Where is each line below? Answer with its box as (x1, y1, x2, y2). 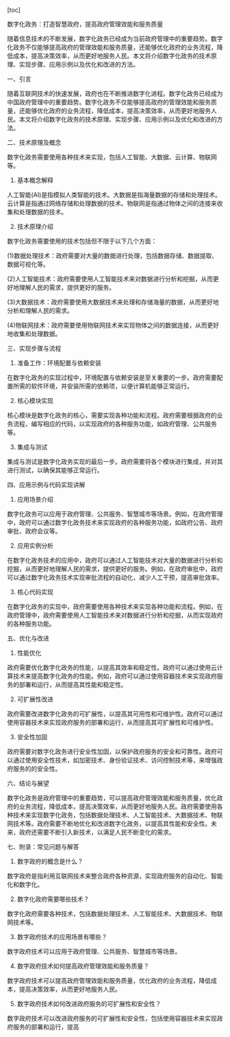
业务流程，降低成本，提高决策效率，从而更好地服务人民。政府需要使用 (18, 802, 217, 811)
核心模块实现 (16, 397, 53, 404)
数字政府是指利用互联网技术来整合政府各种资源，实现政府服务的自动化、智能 (7, 872, 223, 880)
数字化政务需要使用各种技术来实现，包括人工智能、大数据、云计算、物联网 (7, 153, 217, 161)
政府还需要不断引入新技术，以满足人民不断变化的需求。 (18, 828, 175, 836)
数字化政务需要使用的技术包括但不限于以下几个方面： (7, 237, 157, 245)
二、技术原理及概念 (7, 139, 62, 146)
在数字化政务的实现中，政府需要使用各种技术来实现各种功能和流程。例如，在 (7, 603, 223, 610)
